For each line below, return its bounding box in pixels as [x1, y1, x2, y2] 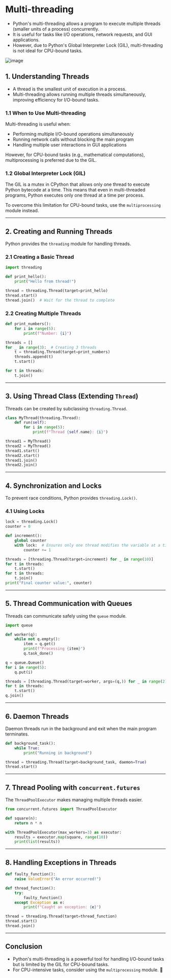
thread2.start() [5, 453, 40, 458]
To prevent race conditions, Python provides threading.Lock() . [5, 495, 137, 501]
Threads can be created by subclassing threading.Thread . [5, 405, 127, 411]
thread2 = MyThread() [5, 443, 51, 449]
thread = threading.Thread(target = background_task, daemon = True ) [5, 760, 147, 765]
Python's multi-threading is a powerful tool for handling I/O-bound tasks [12, 956, 164, 962]
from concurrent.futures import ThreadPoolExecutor [5, 806, 117, 812]
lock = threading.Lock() [5, 519, 58, 524]
